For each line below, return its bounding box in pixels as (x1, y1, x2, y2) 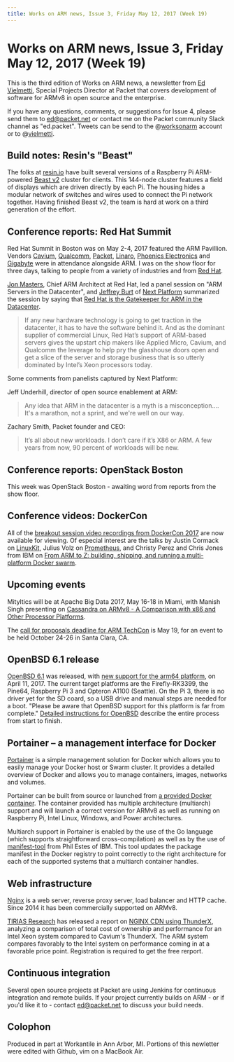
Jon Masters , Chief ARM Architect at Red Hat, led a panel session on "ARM (7, 280, 223, 289)
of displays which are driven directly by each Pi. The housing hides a (7, 183, 205, 191)
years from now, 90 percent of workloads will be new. (24, 443, 180, 452)
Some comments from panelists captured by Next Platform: (7, 374, 178, 382)
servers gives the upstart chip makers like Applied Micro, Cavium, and (24, 338, 226, 347)
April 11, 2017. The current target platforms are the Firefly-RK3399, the (7, 680, 209, 688)
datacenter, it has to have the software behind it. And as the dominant (24, 324, 225, 332)
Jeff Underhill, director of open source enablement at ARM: (7, 388, 178, 396)
